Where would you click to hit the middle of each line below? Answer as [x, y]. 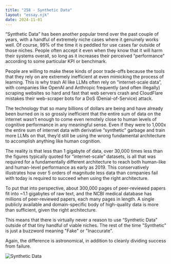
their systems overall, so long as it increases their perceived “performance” [85, 56]
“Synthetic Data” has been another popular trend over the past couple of [82, 34]
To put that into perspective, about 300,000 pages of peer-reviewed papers [85, 188]
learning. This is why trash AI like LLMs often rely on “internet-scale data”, [83, 82]
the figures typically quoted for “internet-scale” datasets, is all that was [81, 156]
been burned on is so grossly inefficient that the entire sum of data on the [83, 114]
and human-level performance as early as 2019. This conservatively [77, 168]
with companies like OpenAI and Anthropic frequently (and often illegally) [83, 88]
